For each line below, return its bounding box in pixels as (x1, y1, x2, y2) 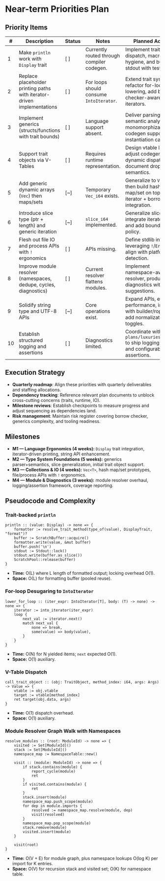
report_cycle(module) (31, 769, 76, 774)
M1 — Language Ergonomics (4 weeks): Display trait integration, (12, 445, 145, 451)
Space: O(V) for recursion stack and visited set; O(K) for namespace (12, 866, 151, 872)
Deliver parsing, (125, 112, 162, 118)
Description (25, 38, 54, 44)
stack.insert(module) (23, 795, 67, 800)
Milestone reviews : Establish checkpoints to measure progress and (12, 402, 150, 408)
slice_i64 (85, 216, 109, 222)
